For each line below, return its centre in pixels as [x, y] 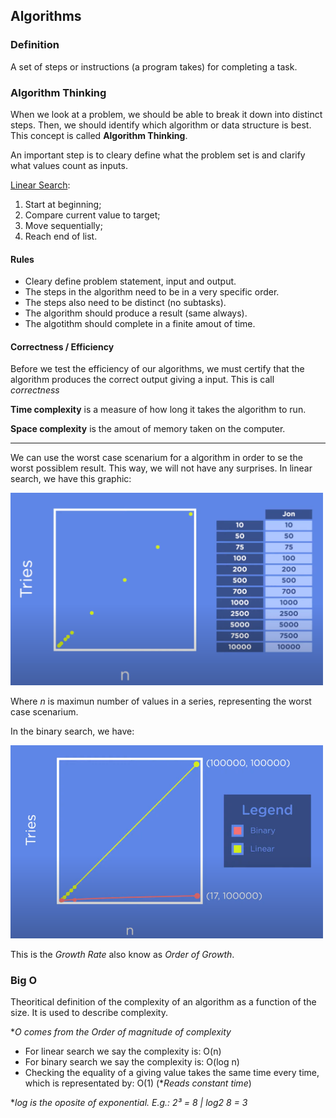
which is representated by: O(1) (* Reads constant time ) [138, 1083]
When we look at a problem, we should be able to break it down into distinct [166, 114]
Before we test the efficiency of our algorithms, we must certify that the [157, 369]
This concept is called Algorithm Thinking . [99, 135]
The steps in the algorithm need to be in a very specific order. [152, 292]
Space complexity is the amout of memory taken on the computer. [148, 429]
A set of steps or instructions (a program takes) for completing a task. [154, 66]
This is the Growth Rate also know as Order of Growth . [122, 954]
